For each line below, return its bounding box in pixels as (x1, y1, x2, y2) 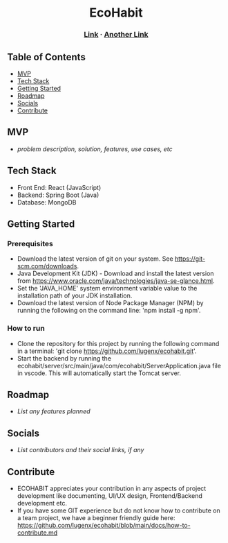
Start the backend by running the (17, 354, 112, 362)
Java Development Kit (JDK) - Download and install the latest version (17, 269, 214, 278)
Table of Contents (7, 51, 86, 63)
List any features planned (17, 407, 91, 415)
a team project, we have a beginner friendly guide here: (17, 513, 175, 522)
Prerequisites (7, 239, 53, 248)
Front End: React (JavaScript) (17, 183, 102, 191)
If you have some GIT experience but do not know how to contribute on (17, 506, 221, 515)
